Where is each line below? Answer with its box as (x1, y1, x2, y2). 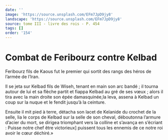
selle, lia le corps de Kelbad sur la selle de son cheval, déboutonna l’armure (5, 114, 161, 120)
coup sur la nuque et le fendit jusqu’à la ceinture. (5, 99, 106, 105)
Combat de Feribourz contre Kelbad (5, 52, 157, 63)
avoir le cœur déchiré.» (5, 130, 54, 136)
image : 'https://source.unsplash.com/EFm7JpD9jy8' (5, 12, 113, 17)
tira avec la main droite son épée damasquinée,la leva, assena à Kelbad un (5, 94, 159, 100)
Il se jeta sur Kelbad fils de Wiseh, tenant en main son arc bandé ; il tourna (5, 83, 158, 89)
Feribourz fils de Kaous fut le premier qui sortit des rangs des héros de (5, 68, 151, 74)
